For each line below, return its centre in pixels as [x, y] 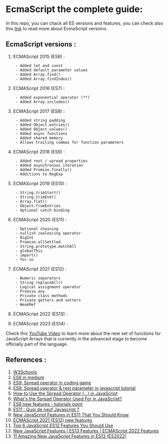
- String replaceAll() [39, 283]
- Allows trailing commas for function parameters [69, 142]
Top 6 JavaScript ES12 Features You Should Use [63, 425]
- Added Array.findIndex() [44, 79]
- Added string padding [40, 120]
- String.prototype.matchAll [46, 246]
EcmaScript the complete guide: [74, 9]
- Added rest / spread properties [52, 161]
